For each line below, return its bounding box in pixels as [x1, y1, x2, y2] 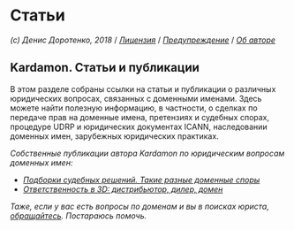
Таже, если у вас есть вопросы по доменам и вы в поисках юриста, [10, 201, 270, 211]
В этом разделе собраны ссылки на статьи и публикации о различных [10, 83, 276, 94]
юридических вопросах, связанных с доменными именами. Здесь [10, 93, 262, 103]
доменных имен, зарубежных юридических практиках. [10, 130, 219, 142]
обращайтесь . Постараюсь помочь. [10, 210, 147, 221]
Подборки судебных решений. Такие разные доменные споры [22, 174, 260, 185]
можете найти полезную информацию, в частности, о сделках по [10, 103, 259, 113]
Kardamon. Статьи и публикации [10, 60, 200, 75]
